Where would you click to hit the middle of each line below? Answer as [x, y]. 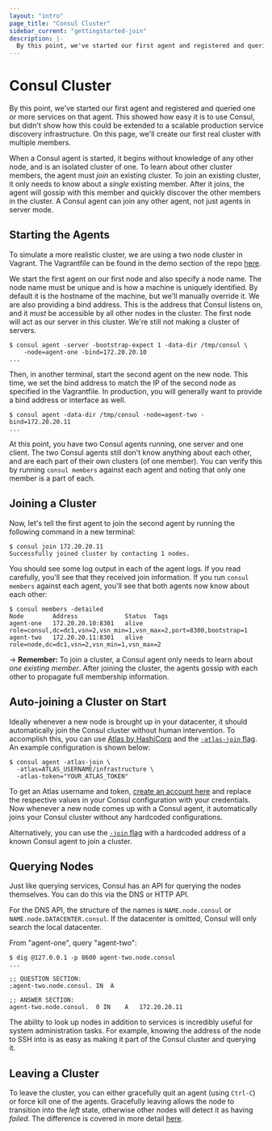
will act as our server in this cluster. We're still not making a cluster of [125, 322]
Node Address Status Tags [89, 616]
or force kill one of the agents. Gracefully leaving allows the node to [122, 1102]
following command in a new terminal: [72, 532]
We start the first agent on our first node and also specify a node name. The [136, 279]
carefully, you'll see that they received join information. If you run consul [129, 577]
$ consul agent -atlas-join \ [60, 762]
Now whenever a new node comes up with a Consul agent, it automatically [133, 808]
